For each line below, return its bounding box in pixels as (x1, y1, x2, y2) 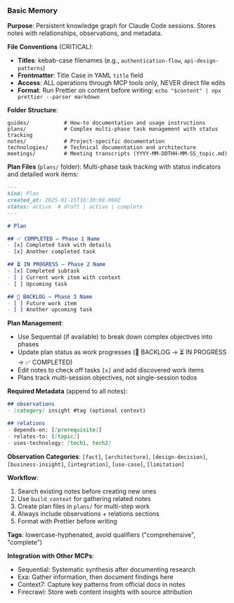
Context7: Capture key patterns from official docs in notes (17, 580, 186, 588)
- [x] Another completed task (7, 248, 96, 255)
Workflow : (7, 473, 39, 481)
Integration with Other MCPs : (7, 551, 95, 560)
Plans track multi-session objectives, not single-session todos (17, 373, 197, 382)
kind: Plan (7, 190, 39, 197)
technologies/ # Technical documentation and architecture (7, 144, 197, 151)
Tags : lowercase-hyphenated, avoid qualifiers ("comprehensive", (7, 530, 195, 539)
